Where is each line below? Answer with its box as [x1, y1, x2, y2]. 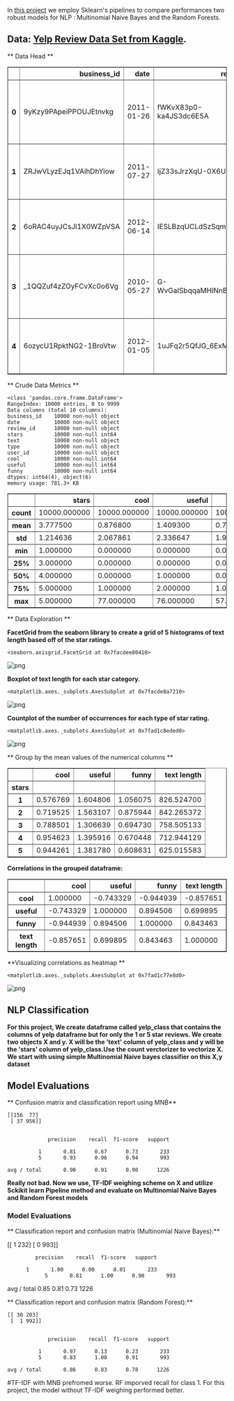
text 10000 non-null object [7, 437, 120, 444]
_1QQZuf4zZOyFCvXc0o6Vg [23, 281, 119, 291]
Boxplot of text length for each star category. [7, 675, 141, 683]
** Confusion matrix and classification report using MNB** [7, 1098, 177, 1106]
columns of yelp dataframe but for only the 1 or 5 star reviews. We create [7, 1030, 222, 1038]
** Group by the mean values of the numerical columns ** [7, 753, 173, 761]
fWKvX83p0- [157, 102, 203, 112]
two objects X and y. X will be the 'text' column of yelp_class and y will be [7, 1038, 224, 1046]
